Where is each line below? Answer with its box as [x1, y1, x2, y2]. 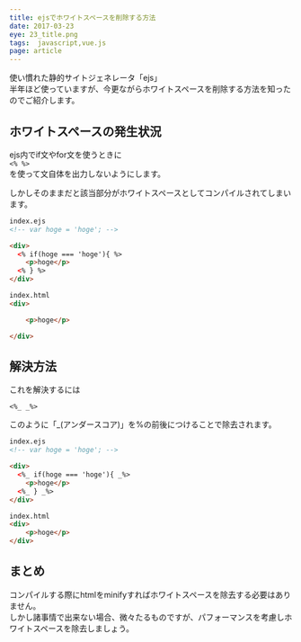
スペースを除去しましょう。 [32, 622, 135, 634]
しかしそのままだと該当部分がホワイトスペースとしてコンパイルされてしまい [9, 187, 292, 198]
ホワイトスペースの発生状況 [9, 123, 162, 139]
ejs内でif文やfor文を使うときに [9, 149, 122, 160]
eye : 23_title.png [9, 30, 78, 39]
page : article [9, 47, 63, 56]
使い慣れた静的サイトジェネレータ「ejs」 [9, 73, 162, 84]
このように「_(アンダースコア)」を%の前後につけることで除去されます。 [9, 419, 277, 430]
